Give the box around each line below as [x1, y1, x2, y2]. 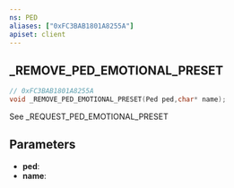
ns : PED [9, 13, 39, 22]
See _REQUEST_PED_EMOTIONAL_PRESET [9, 111, 169, 122]
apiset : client [9, 30, 66, 38]
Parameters [9, 137, 76, 152]
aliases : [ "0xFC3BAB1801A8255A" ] [9, 21, 134, 30]
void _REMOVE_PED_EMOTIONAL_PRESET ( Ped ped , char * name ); [9, 95, 227, 104]
